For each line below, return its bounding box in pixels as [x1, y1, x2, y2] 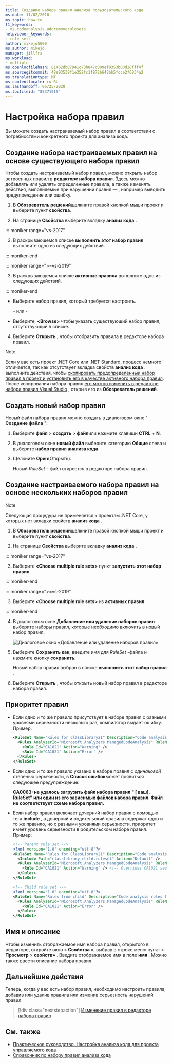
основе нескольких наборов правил [5, 488, 128, 497]
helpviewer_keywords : [5, 31, 52, 37]
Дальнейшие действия [5, 972, 84, 981]
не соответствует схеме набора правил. [12, 800, 104, 806]
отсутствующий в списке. [12, 324, 69, 330]
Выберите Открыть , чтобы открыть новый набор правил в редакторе [12, 680, 167, 686]
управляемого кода [12, 1047, 56, 1053]
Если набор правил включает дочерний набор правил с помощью [12, 810, 159, 816]
